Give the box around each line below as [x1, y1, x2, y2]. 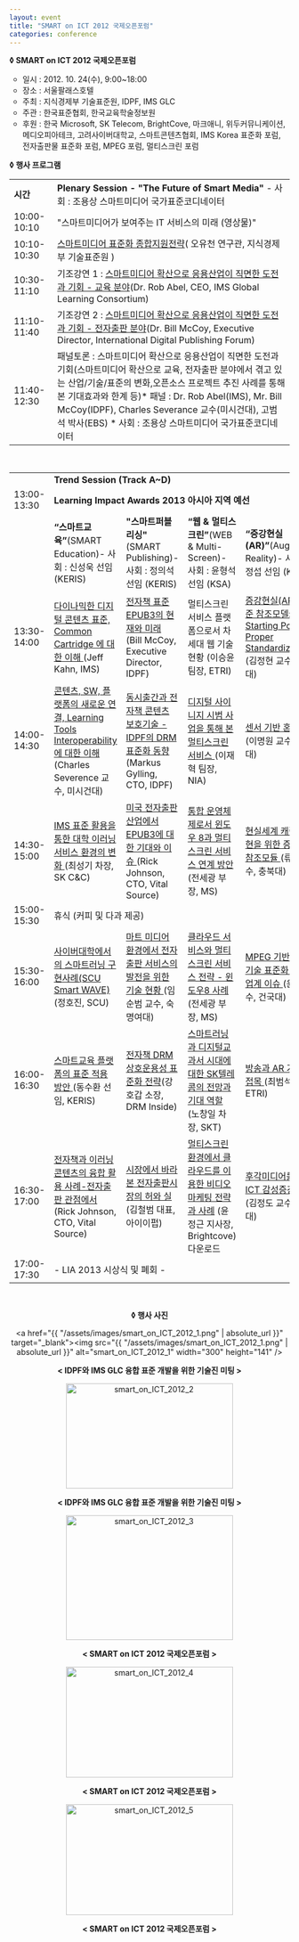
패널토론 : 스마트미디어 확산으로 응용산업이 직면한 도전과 [57, 350, 279, 363]
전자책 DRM [125, 1049, 174, 1061]
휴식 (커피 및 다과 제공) [53, 910, 145, 922]
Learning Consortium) [57, 293, 149, 306]
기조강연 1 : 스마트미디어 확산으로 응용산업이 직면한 [57, 268, 261, 281]
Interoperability [53, 734, 117, 747]
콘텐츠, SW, [53, 685, 101, 698]
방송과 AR [245, 1062, 285, 1074]
